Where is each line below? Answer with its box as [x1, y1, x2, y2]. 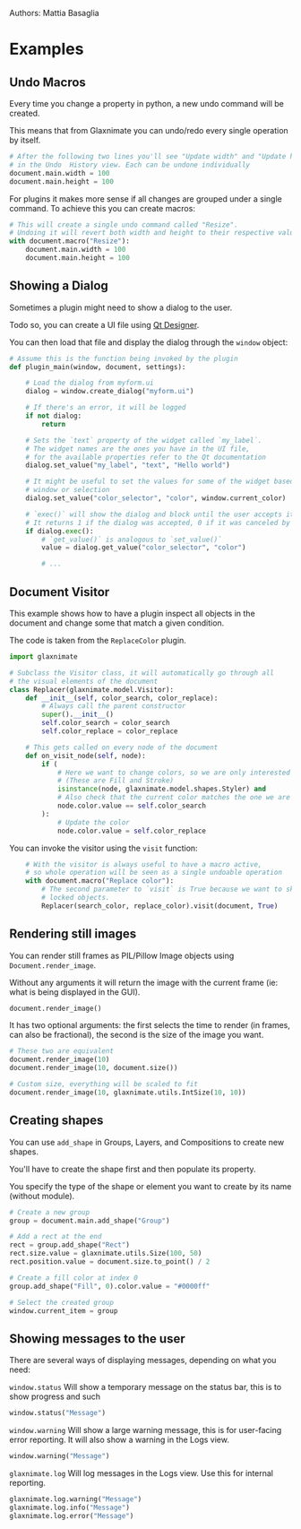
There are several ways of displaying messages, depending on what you [9, 1355, 277, 1366]
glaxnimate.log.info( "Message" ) [9, 1503, 130, 1512]
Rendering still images [9, 927, 137, 942]
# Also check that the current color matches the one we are [56, 793, 291, 802]
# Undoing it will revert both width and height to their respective [9, 229, 275, 238]
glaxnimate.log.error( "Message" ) [9, 1511, 134, 1520]
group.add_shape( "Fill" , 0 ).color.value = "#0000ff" [9, 1282, 211, 1291]
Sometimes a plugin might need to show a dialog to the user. [9, 302, 233, 313]
